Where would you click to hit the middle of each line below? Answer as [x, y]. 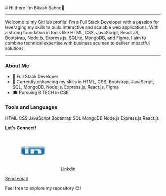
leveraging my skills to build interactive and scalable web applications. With [82, 27]
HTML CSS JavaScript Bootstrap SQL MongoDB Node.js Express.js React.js [82, 118]
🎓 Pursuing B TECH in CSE [41, 93]
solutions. [15, 48]
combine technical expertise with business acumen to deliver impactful [77, 43]
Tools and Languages [31, 107]
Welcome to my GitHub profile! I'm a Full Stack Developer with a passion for [82, 22]
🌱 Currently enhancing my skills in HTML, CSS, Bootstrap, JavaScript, [83, 82]
